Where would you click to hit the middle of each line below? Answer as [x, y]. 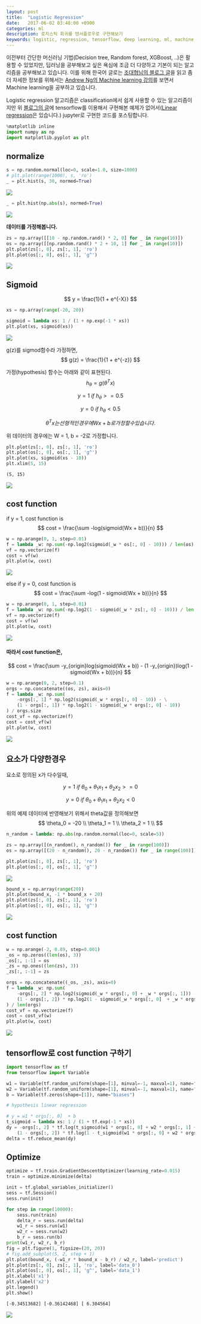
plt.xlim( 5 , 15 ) [26, 464]
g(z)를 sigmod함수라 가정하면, [42, 350]
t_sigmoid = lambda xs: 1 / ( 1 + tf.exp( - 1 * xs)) [71, 1122]
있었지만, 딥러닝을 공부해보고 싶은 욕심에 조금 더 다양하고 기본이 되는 [103, 65]
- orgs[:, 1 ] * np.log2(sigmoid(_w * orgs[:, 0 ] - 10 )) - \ [92, 700]
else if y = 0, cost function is [41, 584]
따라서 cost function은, [34, 652]
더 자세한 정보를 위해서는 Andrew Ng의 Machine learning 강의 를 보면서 [90, 80]
